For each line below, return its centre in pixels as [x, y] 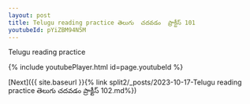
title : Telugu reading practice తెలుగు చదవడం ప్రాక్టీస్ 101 [102, 23]
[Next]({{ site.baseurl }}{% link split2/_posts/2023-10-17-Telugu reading [125, 82]
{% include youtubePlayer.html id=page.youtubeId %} [96, 67]
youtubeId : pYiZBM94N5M [47, 30]
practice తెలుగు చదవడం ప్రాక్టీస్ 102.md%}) [73, 91]
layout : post [30, 15]
